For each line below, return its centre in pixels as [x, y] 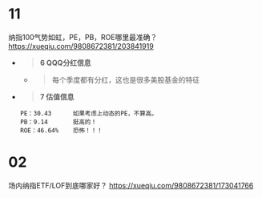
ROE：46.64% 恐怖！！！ [61, 130]
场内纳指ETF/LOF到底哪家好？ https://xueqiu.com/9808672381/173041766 [131, 185]
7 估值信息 [57, 96]
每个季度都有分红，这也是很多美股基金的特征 [126, 79]
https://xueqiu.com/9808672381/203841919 [81, 46]
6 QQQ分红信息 [65, 63]
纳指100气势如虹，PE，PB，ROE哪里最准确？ [83, 37]
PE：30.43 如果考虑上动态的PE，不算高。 [89, 113]
